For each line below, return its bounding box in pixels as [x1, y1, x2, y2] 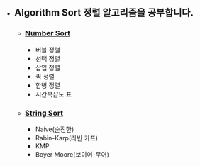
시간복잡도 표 [35, 89, 72, 98]
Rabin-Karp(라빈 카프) [35, 133, 98, 142]
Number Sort [24, 28, 71, 38]
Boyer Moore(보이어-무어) [35, 150, 110, 158]
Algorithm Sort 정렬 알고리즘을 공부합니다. [13, 6, 194, 19]
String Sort [24, 108, 64, 118]
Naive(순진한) [35, 125, 74, 133]
